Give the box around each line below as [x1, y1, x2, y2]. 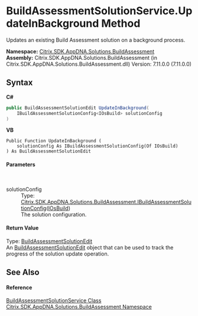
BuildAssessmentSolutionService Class [6, 297, 102, 304]
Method [101, 17, 141, 30]
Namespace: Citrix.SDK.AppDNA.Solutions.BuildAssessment [6, 47, 155, 55]
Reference [6, 283, 33, 291]
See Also [6, 267, 40, 277]
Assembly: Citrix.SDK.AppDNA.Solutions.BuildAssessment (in [6, 54, 158, 61]
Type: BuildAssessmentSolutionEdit [6, 237, 93, 244]
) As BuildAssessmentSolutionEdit [6, 148, 92, 155]
